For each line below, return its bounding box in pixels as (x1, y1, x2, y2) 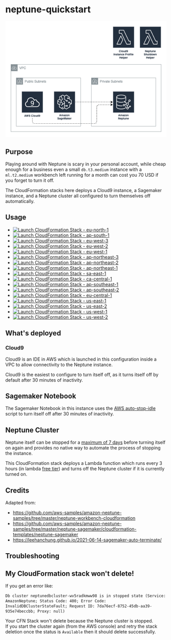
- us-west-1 (82, 308, 108, 314)
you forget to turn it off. (5, 177, 55, 183)
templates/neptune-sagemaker (12, 531, 78, 537)
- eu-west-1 (82, 248, 108, 255)
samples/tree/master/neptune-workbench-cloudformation (12, 515, 136, 521)
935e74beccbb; (5, 609, 36, 614)
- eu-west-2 (82, 243, 109, 249)
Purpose (5, 147, 33, 156)
